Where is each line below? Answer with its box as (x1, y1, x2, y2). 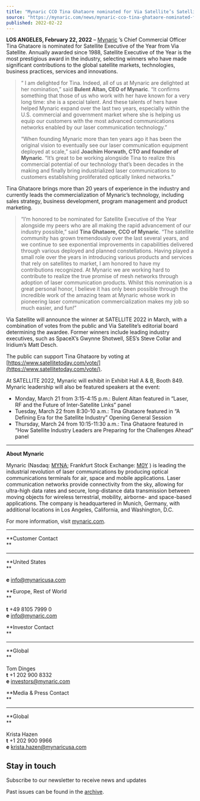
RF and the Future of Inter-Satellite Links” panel (14, 401, 132, 409)
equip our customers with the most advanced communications (20, 118, 174, 125)
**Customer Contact (6, 535, 58, 542)
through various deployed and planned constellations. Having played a (20, 247, 194, 254)
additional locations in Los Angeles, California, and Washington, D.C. (6, 506, 174, 513)
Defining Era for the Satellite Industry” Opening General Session (14, 414, 171, 421)
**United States (6, 559, 46, 566)
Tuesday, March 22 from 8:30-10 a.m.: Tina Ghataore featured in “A (14, 408, 180, 415)
